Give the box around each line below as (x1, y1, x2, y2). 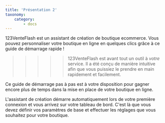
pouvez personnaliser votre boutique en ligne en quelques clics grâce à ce (5, 41, 160, 47)
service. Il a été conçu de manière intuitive (67, 61, 156, 67)
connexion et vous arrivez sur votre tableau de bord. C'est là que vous (5, 101, 151, 108)
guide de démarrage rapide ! (5, 46, 64, 52)
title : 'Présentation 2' (5, 7, 57, 13)
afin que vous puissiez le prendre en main (67, 66, 154, 72)
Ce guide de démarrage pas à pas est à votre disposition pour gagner (5, 81, 150, 87)
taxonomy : (5, 12, 26, 17)
